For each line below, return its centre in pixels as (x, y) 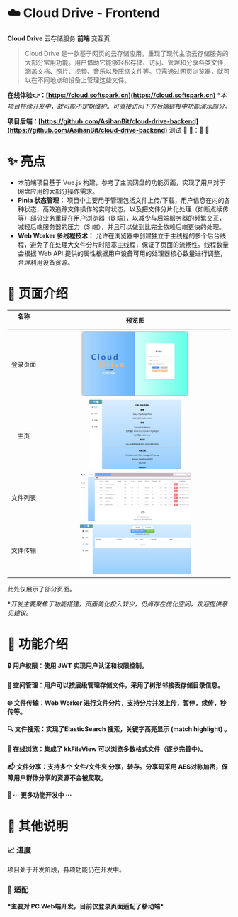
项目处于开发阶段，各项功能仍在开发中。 (66, 869)
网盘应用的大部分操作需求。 (58, 191)
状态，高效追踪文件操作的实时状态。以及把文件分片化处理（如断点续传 (126, 209)
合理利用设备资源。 (46, 262)
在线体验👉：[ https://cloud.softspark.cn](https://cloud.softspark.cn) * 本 (117, 95)
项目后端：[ (24, 121)
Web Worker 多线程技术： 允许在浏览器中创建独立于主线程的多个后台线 (122, 235)
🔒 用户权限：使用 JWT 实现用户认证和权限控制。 (78, 665)
